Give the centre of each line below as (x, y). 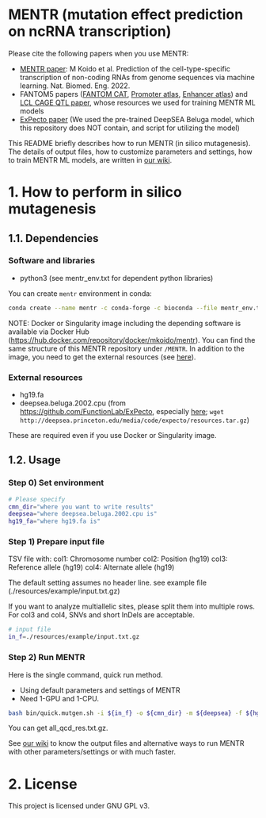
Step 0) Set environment (56, 483)
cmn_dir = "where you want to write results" (81, 507)
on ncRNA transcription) (90, 31)
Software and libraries (52, 261)
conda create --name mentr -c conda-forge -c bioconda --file (113, 308)
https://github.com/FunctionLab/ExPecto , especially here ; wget (122, 411)
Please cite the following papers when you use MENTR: (99, 53)
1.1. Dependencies (53, 238)
